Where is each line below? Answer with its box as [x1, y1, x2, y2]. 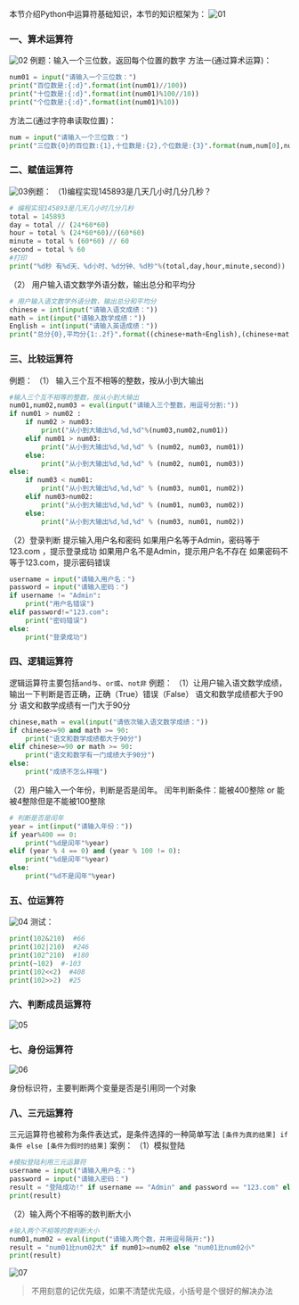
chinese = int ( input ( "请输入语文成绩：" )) [9, 305, 158, 314]
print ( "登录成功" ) [25, 633, 88, 642]
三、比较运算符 [9, 353, 74, 365]
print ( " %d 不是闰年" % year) [25, 872, 116, 881]
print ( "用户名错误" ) [25, 600, 95, 609]
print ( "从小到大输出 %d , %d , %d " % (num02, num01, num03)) [41, 459, 245, 468]
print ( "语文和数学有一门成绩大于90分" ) [25, 751, 156, 760]
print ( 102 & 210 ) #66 [9, 935, 86, 943]
